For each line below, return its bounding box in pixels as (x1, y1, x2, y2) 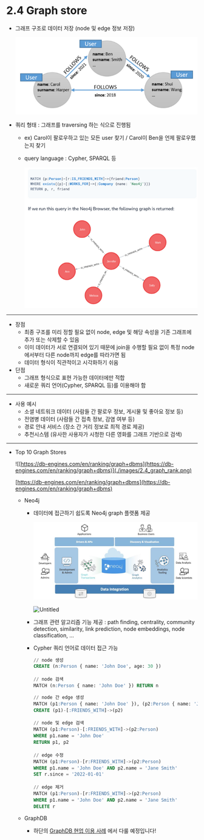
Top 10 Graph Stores (15, 448, 67, 456)
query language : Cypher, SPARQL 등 (24, 154, 117, 162)
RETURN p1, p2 (33, 740, 69, 746)
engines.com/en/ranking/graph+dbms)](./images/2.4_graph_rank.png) (15, 467, 192, 474)
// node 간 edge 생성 (33, 694, 84, 700)
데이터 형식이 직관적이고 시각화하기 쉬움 (24, 359, 119, 366)
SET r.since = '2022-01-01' (33, 771, 104, 777)
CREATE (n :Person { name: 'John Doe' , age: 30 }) (33, 664, 161, 670)
